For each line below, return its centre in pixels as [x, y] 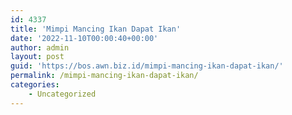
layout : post [37, 57]
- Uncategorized [62, 94]
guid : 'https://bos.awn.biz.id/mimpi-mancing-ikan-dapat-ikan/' [147, 66]
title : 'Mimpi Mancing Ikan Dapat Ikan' [96, 29]
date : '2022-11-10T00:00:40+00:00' [84, 38]
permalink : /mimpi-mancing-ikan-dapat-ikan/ [104, 76]
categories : [35, 85]
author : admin [40, 47]
